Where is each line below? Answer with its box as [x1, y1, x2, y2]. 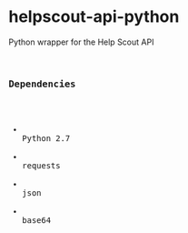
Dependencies [8, 77, 76, 90]
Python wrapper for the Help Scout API [8, 36, 154, 47]
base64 [21, 216, 52, 226]
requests [21, 161, 61, 171]
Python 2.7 [21, 134, 71, 144]
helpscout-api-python [8, 6, 180, 27]
